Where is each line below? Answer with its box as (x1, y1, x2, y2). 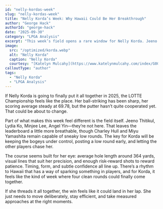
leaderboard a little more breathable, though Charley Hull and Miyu (5, 128, 139, 134)
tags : (5, 70, 16, 75)
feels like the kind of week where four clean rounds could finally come (5, 174, 146, 179)
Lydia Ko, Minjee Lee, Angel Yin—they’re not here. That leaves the (5, 122, 137, 129)
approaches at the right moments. (5, 198, 73, 204)
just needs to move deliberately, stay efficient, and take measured (5, 193, 137, 199)
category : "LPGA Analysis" (5, 35, 60, 39)
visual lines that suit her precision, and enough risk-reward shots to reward (5, 158, 155, 164)
